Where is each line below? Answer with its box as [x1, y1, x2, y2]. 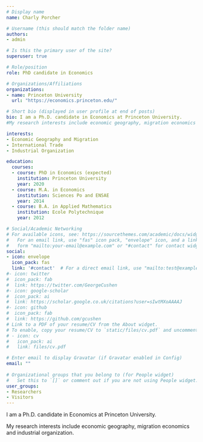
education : [6, 159, 34, 165]
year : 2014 [17, 198, 45, 204]
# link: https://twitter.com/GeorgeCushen [6, 282, 118, 288]
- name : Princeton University [6, 92, 83, 98]
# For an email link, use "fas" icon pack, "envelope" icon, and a [6, 237, 185, 243]
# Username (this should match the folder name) [6, 25, 131, 31]
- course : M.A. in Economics [11, 186, 85, 193]
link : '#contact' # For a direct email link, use [11, 265, 142, 271]
